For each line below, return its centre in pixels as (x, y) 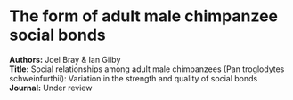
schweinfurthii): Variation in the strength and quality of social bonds (134, 78)
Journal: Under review (51, 88)
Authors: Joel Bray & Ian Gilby (65, 59)
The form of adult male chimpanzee (144, 16)
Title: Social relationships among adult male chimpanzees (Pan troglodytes (147, 69)
